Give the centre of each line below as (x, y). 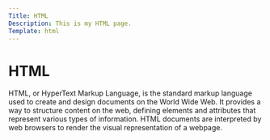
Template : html (34, 31)
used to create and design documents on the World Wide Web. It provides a (135, 102)
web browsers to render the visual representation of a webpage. (115, 128)
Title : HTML (28, 16)
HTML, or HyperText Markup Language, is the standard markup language (131, 93)
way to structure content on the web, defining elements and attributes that (132, 111)
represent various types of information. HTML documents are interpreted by (135, 119)
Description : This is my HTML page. (70, 23)
